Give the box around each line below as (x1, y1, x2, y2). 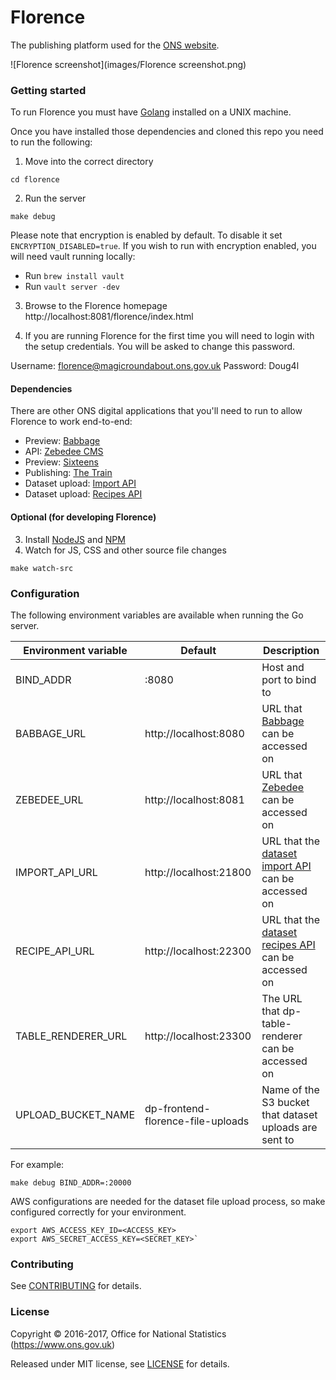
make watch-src (10, 563, 74, 573)
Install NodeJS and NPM (24, 533, 126, 545)
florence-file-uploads (144, 1114, 250, 1128)
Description (262, 643, 320, 657)
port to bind (261, 672, 317, 686)
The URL (261, 991, 303, 1005)
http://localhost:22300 (144, 944, 252, 958)
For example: (10, 1158, 65, 1170)
